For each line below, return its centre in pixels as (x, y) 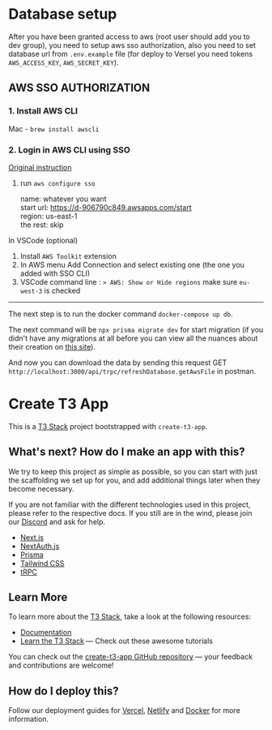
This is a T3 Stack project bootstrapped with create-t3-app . (108, 426)
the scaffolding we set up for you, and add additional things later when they (134, 480)
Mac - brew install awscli (54, 129)
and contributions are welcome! (62, 665)
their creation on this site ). (52, 346)
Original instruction (40, 167)
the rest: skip (42, 225)
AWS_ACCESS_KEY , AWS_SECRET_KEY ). (64, 62)
